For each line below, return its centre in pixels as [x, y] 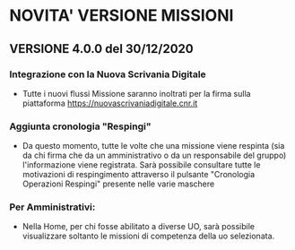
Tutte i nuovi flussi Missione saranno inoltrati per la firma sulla [136, 93]
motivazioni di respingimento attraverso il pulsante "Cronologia [139, 175]
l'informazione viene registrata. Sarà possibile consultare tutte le [141, 165]
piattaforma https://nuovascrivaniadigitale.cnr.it [110, 103]
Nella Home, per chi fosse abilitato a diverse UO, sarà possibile [139, 227]
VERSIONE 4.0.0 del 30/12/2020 [102, 49]
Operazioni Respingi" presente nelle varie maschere [118, 184]
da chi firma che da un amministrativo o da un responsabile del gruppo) [154, 155]
